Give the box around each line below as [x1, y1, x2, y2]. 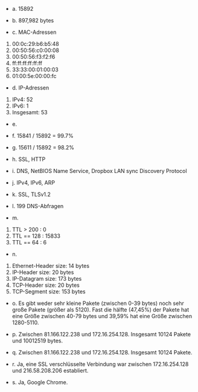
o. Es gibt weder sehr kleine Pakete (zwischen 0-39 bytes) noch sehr [11, 299, 184, 307]
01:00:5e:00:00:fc [11, 73, 57, 79]
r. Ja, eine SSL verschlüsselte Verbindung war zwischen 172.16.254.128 [11, 361, 189, 368]
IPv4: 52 [11, 96, 33, 103]
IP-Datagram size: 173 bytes [11, 275, 82, 282]
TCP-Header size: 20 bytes [11, 281, 80, 289]
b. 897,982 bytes [11, 17, 54, 24]
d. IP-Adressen [11, 84, 49, 91]
